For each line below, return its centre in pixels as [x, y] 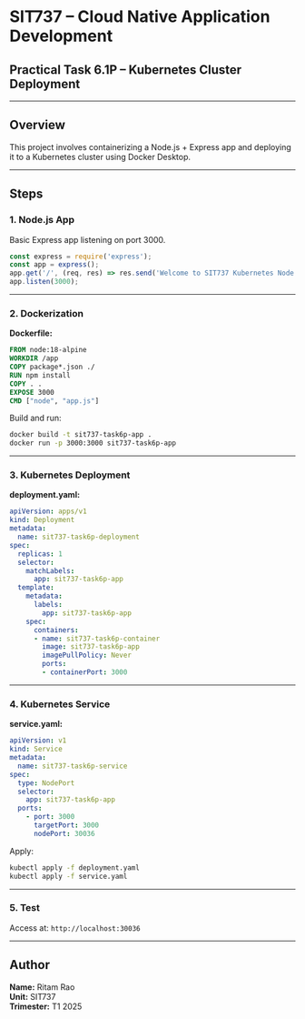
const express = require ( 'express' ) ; [81, 257]
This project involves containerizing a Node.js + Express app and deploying [151, 146]
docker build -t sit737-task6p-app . [81, 435]
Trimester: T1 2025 [46, 1006]
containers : [56, 630]
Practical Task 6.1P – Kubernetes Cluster [126, 70]
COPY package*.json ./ [52, 367]
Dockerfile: [31, 333]
